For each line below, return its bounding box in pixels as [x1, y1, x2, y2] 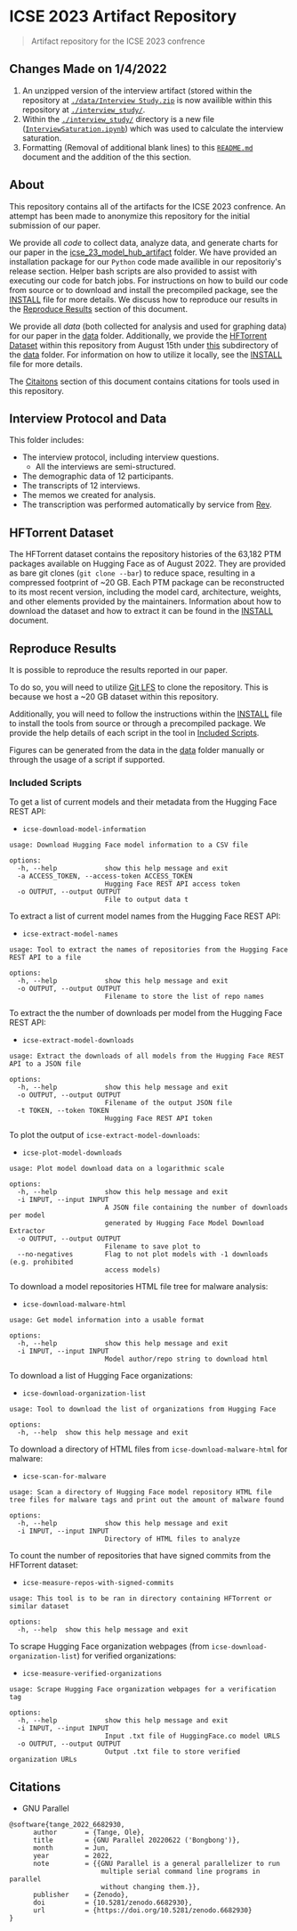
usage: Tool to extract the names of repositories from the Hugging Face [9, 945, 289, 954]
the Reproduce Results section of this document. [9, 303, 189, 314]
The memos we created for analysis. [21, 490, 157, 501]
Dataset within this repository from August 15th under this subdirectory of [9, 340, 279, 350]
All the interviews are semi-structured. [35, 462, 176, 472]
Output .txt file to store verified [104, 1747, 241, 1756]
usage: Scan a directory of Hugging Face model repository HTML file [9, 1488, 273, 1497]
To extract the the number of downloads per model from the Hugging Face [9, 1008, 283, 1019]
